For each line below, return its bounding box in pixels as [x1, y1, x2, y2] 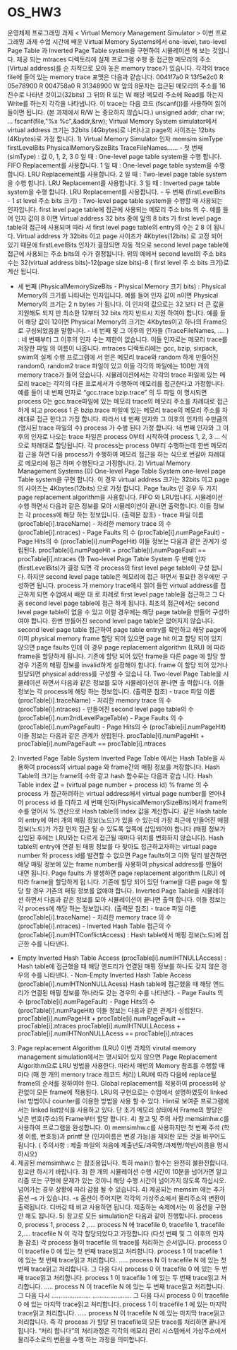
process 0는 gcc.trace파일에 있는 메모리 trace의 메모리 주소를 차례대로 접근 [17, 397, 229, 405]
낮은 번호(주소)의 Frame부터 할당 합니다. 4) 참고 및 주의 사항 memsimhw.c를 [17, 1114, 229, 1122]
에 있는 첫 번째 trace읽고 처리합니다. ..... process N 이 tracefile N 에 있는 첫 [17, 1255, 227, 1264]
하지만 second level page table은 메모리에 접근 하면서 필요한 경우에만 [27, 572, 221, 580]
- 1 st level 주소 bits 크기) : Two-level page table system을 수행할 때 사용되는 [7, 196, 224, 205]
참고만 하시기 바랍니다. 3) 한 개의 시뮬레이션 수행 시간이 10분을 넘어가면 [17, 1167, 215, 1175]
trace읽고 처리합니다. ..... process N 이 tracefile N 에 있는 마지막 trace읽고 [17, 1308, 226, 1317]
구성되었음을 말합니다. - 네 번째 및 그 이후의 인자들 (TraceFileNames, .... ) [25, 326, 229, 334]
